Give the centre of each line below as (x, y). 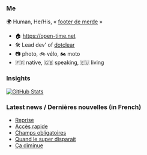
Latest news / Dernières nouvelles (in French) (74, 107)
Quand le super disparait (45, 139)
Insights (18, 78)
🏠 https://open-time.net (45, 36)
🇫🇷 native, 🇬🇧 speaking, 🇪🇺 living (59, 63)
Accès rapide (31, 126)
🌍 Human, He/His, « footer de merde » (55, 22)
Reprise (24, 120)
